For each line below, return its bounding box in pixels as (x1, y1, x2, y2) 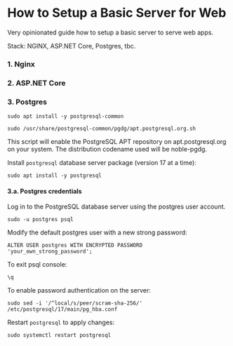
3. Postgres (7, 97, 48, 107)
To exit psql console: (7, 260, 67, 269)
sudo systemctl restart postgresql (7, 332, 112, 339)
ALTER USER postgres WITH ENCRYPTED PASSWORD (7, 242, 142, 249)
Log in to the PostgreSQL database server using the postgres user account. (7, 202, 226, 211)
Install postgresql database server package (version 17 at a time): (7, 159, 197, 167)
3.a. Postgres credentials (7, 187, 82, 195)
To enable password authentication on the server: (7, 286, 151, 295)
